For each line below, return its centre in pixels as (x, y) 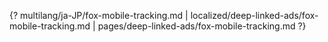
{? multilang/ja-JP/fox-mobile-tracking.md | (99, 15)
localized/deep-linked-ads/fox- (254, 15)
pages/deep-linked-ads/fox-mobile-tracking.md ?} (202, 26)
